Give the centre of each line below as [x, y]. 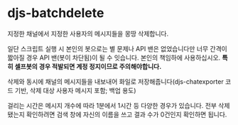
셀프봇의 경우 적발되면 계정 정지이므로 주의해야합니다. [88, 66]
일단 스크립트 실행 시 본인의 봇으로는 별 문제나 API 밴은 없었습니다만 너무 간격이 [117, 48]
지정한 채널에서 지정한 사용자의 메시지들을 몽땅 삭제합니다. [88, 33]
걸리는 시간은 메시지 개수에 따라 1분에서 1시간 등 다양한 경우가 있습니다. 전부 [112, 105]
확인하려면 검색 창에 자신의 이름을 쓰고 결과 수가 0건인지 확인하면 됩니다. [126, 114]
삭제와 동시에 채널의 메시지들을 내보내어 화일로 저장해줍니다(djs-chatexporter [115, 81]
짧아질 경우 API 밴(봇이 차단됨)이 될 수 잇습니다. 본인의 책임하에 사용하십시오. [114, 58]
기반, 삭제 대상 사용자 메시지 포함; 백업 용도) [75, 90]
